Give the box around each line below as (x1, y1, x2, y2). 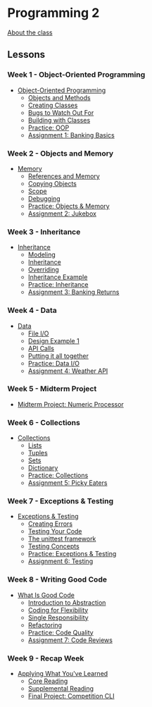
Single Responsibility (27, 613, 89, 622)
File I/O (27, 329, 49, 338)
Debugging (27, 194, 61, 202)
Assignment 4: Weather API (27, 367, 108, 375)
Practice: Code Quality (27, 628, 94, 637)
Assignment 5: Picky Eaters (27, 479, 108, 487)
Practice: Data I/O (27, 359, 80, 367)
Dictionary (27, 464, 58, 472)
